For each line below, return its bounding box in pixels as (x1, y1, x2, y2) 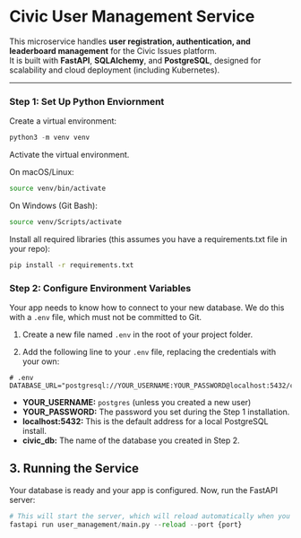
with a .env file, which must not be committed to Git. (9, 312, 202, 323)
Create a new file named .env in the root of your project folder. (21, 329, 254, 340)
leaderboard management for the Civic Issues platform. (9, 45, 217, 56)
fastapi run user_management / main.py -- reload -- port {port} (9, 520, 243, 529)
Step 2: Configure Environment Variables (9, 282, 192, 294)
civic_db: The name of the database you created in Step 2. (21, 435, 240, 446)
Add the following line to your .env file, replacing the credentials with (21, 347, 276, 358)
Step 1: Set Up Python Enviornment (9, 95, 165, 108)
